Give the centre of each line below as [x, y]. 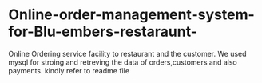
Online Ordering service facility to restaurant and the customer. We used [127, 53]
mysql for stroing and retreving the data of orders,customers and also [123, 62]
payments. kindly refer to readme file [69, 70]
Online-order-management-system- [132, 15]
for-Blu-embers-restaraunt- [103, 32]
